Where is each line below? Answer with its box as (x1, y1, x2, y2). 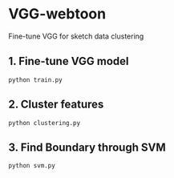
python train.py (8, 75, 63, 84)
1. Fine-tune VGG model (8, 55, 129, 68)
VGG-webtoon (8, 5, 107, 23)
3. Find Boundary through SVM (8, 140, 166, 154)
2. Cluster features (8, 98, 104, 111)
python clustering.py (8, 119, 81, 127)
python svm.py (8, 162, 56, 170)
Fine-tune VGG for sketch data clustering (8, 31, 144, 41)
